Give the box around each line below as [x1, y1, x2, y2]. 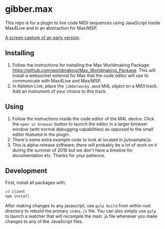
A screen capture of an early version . [5, 35, 81, 40]
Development [5, 166, 48, 175]
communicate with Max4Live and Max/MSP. [12, 77, 102, 83]
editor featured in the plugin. [12, 131, 70, 137]
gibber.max [5, 3, 53, 15]
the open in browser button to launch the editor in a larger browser [12, 121, 148, 127]
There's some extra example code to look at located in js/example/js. [12, 137, 152, 143]
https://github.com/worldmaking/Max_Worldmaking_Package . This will [12, 67, 156, 73]
